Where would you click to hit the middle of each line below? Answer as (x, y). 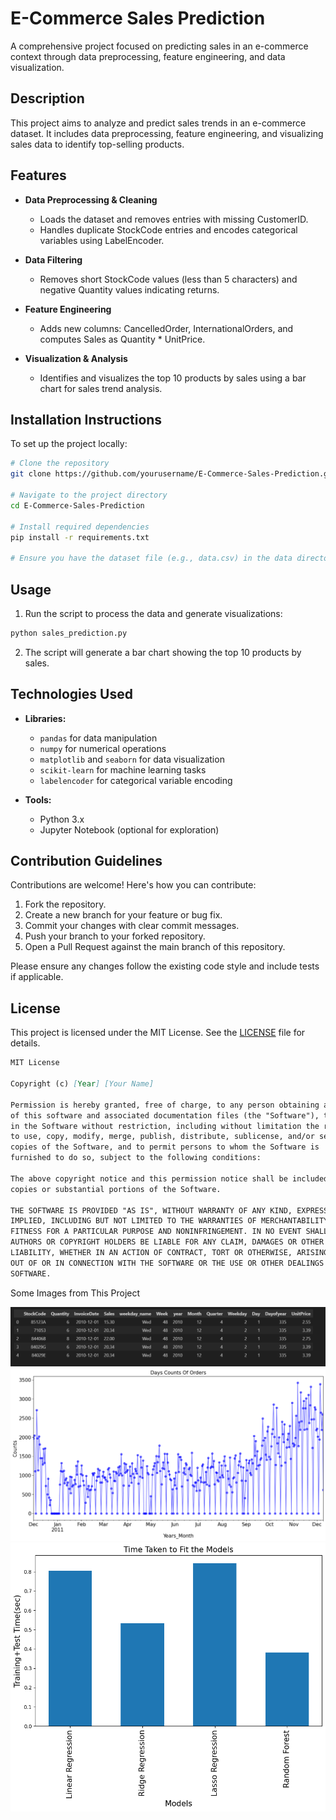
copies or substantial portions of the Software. (116, 1189)
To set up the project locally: (69, 444)
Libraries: (45, 718)
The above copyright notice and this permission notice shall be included (169, 1178)
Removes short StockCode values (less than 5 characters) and (168, 279)
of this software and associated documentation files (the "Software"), (165, 1115)
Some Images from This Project (75, 1293)
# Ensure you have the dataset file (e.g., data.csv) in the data (151, 558)
